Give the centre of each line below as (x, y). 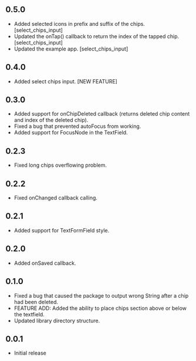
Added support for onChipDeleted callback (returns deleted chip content (102, 114)
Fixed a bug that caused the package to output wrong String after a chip (101, 295)
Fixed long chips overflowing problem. (60, 165)
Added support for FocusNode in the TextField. (71, 133)
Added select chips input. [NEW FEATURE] (66, 81)
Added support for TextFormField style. (62, 230)
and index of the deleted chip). (51, 120)
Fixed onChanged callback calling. (56, 198)
